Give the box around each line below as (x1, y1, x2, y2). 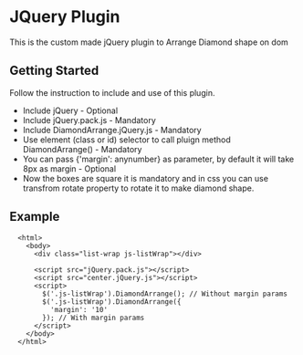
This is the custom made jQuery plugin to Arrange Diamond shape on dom (9, 37, 289, 47)
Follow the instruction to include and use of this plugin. (9, 87, 215, 98)
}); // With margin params (42, 313, 145, 322)
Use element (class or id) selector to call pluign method (22, 134, 231, 145)
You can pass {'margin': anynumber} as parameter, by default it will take (22, 153, 295, 164)
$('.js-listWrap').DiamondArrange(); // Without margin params (42, 289, 287, 298)
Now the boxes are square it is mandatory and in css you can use (22, 172, 269, 183)
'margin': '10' (49, 305, 108, 314)
